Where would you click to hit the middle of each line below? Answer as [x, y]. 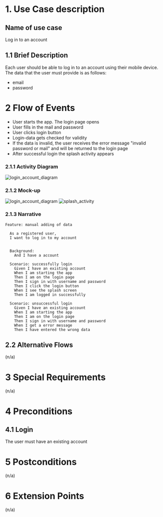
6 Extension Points [45, 496]
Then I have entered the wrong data [52, 329]
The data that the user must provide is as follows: [56, 72]
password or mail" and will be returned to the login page [70, 148]
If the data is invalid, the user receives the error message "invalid [79, 143]
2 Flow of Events [40, 108]
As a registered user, [33, 233]
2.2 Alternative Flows [39, 345]
